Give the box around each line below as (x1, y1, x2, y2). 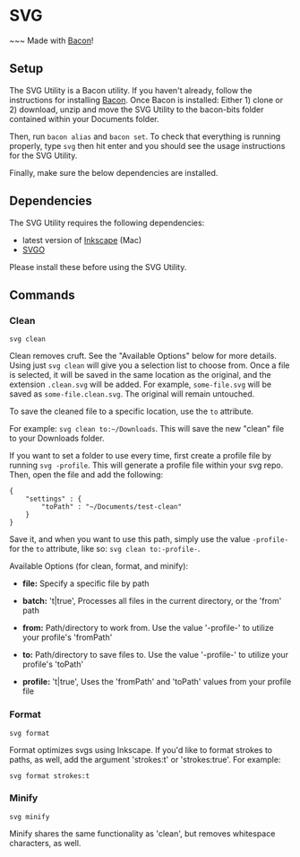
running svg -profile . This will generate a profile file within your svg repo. (9, 459, 284, 471)
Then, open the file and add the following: (9, 469, 164, 480)
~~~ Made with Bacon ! (9, 35, 94, 46)
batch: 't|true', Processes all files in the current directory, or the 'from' (21, 596, 282, 607)
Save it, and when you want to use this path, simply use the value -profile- (9, 534, 289, 545)
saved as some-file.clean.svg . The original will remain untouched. (9, 389, 255, 399)
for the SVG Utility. (9, 150, 78, 161)
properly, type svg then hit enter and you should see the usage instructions (9, 140, 286, 151)
